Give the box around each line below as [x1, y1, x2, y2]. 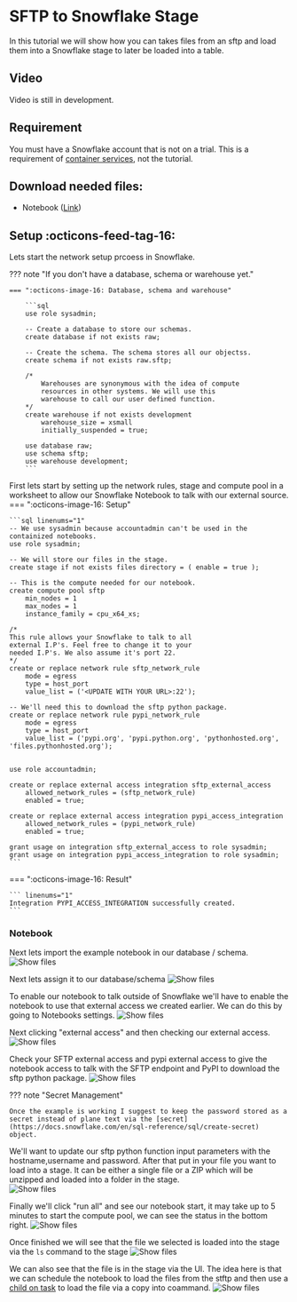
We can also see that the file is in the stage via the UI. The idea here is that [9, 1264, 282, 1274]
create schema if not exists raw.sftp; [25, 356, 173, 365]
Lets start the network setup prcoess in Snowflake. [9, 251, 195, 263]
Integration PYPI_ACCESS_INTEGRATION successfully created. [9, 899, 237, 908]
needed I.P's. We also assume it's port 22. [9, 648, 176, 658]
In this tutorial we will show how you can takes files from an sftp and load [9, 36, 277, 46]
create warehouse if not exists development [25, 410, 192, 419]
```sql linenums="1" [9, 517, 86, 526]
